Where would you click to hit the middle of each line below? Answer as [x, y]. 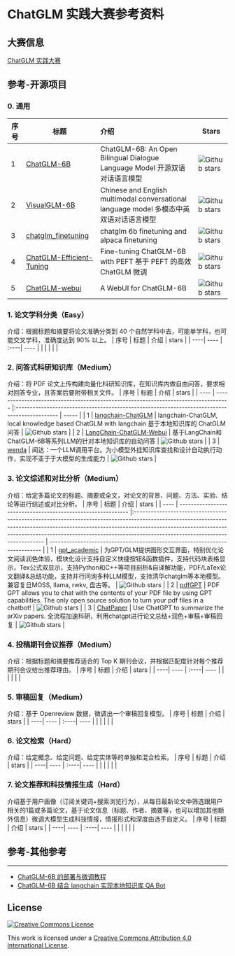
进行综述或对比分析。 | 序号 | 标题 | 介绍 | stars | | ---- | [99, 504]
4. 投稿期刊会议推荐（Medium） [62, 645]
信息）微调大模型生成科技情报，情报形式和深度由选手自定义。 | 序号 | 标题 [120, 819]
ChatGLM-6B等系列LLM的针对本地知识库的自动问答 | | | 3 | [114, 441]
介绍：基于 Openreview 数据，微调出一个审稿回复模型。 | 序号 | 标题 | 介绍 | [116, 714]
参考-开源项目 [37, 85]
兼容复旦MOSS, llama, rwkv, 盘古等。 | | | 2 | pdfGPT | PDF [114, 584]
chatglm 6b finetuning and [143, 231]
